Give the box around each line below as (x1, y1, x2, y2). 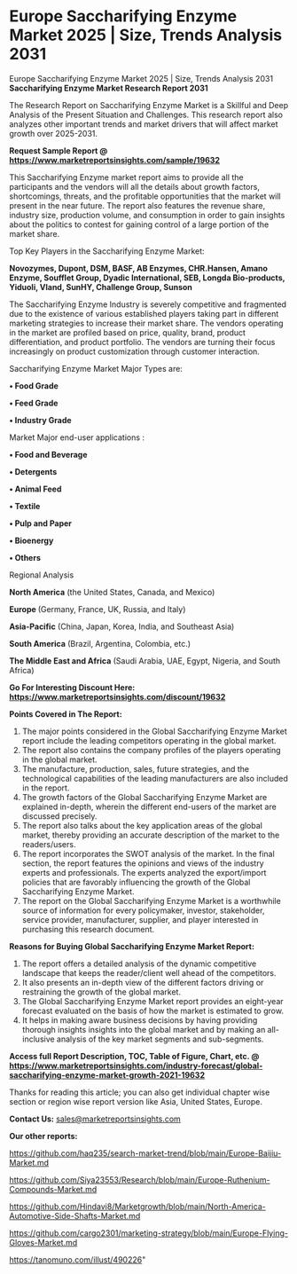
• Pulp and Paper (9, 517, 73, 529)
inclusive (21, 1034, 55, 1044)
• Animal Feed (9, 484, 62, 494)
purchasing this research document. (21, 924, 155, 934)
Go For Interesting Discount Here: (9, 681, 136, 693)
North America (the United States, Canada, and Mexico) (9, 586, 215, 597)
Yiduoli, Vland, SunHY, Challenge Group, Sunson (9, 281, 193, 292)
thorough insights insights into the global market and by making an (21, 1024, 266, 1034)
